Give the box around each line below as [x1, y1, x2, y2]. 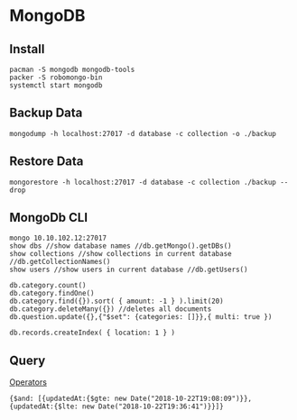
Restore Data [9, 154, 84, 169]
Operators [9, 377, 48, 388]
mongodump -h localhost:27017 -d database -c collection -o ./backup [9, 129, 277, 138]
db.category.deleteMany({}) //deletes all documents [9, 305, 212, 314]
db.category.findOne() [9, 289, 95, 298]
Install [9, 41, 45, 57]
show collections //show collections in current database [9, 250, 232, 259]
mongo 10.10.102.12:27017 [9, 233, 107, 243]
